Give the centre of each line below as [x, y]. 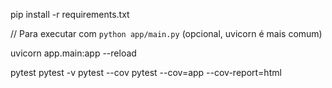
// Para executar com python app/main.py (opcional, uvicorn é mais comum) [166, 33]
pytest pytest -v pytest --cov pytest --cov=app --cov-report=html [146, 72]
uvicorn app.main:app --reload [73, 53]
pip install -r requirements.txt [70, 14]
